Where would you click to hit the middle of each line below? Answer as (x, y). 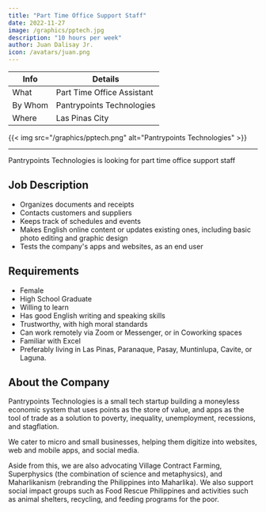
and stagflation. (34, 427)
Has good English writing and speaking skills (93, 315)
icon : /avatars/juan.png (49, 52)
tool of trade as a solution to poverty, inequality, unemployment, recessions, (132, 418)
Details (106, 79)
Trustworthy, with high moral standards (84, 324)
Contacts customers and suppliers (76, 212)
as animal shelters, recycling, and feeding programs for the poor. (114, 499)
